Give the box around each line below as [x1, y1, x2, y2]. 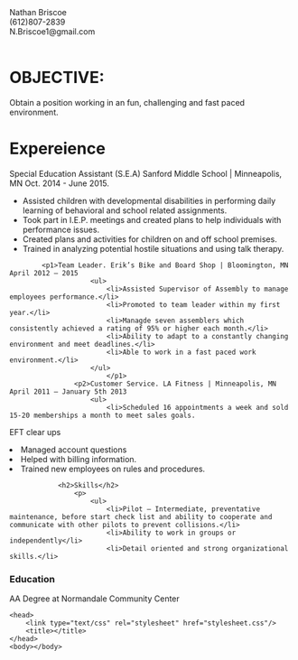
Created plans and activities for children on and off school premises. [22, 233, 277, 245]
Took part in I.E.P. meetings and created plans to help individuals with [22, 214, 282, 225]
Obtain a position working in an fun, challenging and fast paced [9, 97, 246, 107]
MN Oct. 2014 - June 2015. [9, 178, 110, 189]
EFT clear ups [9, 426, 61, 437]
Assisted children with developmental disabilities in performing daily [22, 195, 276, 206]
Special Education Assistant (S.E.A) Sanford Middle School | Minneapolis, [9, 168, 283, 179]
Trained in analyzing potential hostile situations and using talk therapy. [22, 243, 284, 254]
